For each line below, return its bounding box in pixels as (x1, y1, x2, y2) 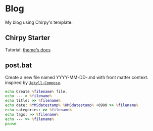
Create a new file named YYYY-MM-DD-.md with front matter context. (5, 74, 149, 80)
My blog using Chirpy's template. (5, 19, 73, 25)
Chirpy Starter (5, 34, 51, 42)
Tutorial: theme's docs (5, 46, 51, 52)
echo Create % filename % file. (5, 89, 68, 94)
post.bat (5, 61, 32, 70)
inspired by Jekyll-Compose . (5, 80, 62, 86)
